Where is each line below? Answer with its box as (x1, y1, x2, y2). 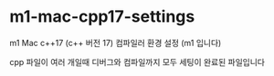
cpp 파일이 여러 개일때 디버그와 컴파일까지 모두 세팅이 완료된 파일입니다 (9, 56, 265, 67)
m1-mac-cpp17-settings (9, 6, 195, 27)
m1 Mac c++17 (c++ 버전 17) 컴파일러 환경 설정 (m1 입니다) (9, 37, 222, 48)
